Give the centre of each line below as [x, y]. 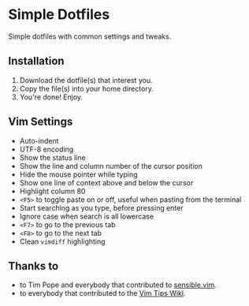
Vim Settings [41, 122]
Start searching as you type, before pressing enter [101, 207]
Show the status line [52, 157]
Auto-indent [39, 140]
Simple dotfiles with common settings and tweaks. [90, 36]
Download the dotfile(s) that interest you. [86, 80]
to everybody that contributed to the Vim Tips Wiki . [102, 293]
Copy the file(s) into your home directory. [86, 88]
